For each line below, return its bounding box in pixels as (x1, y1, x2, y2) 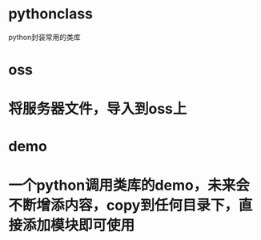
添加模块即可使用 (22, 216, 135, 234)
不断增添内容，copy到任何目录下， (8, 196, 239, 214)
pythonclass (8, 5, 94, 23)
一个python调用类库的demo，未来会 (8, 176, 250, 194)
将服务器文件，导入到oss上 (8, 100, 187, 118)
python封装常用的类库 (8, 32, 81, 42)
